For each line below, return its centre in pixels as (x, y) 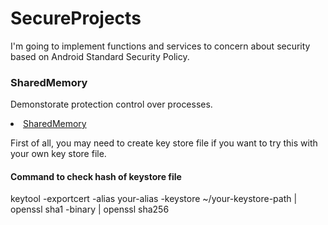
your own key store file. (58, 154)
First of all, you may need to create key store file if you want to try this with (164, 143)
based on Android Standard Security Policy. (100, 56)
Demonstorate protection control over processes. (111, 104)
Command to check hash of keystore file (96, 176)
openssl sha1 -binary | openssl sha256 (90, 209)
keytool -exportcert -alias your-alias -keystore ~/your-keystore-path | (154, 199)
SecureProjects (76, 18)
